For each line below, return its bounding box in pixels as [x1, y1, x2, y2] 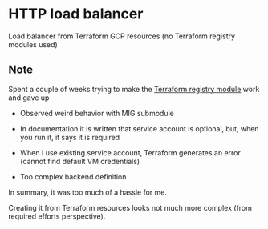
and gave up [8, 93, 50, 102]
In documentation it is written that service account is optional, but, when [19, 123, 259, 133]
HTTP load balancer [8, 5, 144, 23]
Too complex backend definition [19, 171, 127, 181]
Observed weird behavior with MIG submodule [19, 108, 174, 118]
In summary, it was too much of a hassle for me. [8, 187, 167, 197]
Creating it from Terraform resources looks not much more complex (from [8, 203, 253, 212]
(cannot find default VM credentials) [19, 156, 140, 166]
